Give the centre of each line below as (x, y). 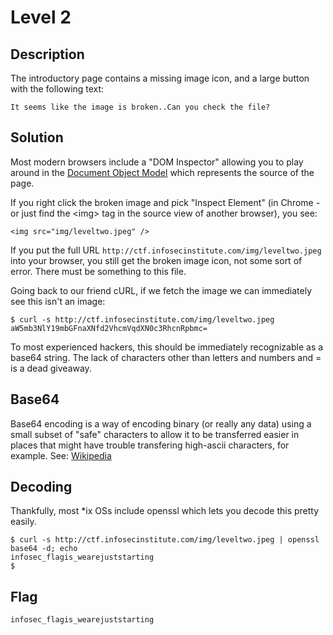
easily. (23, 522)
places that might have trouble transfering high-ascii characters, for (150, 445)
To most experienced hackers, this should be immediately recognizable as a (167, 347)
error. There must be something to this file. (98, 271)
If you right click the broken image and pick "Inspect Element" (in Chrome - (165, 202)
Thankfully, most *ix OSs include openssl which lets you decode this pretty (165, 511)
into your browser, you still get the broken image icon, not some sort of (156, 260)
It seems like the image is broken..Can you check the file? (140, 107)
